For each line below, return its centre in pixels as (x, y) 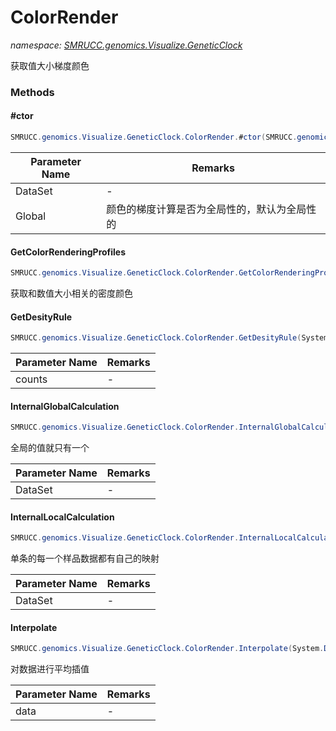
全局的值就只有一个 (50, 448)
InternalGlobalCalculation (65, 406)
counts (31, 379)
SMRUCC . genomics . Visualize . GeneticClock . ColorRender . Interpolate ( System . (167, 649)
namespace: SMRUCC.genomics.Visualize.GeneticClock (126, 45)
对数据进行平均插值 (50, 669)
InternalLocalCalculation (62, 517)
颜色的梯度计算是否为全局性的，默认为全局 (206, 209)
